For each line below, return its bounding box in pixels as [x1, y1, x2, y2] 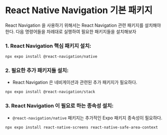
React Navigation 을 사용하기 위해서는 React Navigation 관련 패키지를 [5, 22, 144, 28]
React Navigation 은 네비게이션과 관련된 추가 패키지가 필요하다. [12, 79, 138, 86]
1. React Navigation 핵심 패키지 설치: [5, 42, 92, 49]
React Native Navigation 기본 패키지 [5, 5, 153, 16]
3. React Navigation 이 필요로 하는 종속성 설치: [5, 102, 114, 109]
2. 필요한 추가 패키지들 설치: [5, 67, 69, 74]
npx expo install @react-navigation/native [5, 54, 98, 59]
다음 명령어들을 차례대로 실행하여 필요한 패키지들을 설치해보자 [16, 28, 136, 34]
